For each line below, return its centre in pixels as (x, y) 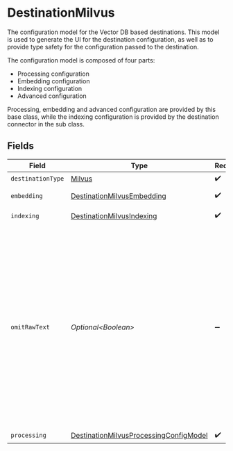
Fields (21, 146)
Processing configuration (53, 74)
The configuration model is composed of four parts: (81, 60)
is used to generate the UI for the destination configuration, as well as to (110, 39)
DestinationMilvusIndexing (114, 215)
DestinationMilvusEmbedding (118, 196)
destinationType (37, 179)
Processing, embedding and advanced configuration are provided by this (112, 109)
